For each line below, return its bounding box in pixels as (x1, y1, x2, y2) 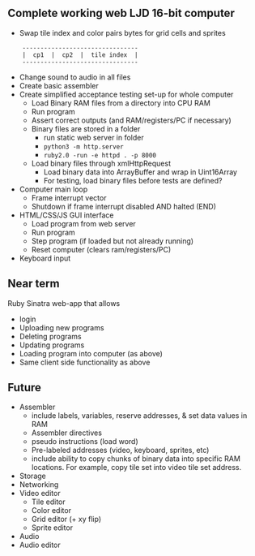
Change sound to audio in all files (19, 72, 131, 82)
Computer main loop (19, 184, 88, 194)
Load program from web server (31, 218, 137, 228)
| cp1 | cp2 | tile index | (22, 50, 138, 59)
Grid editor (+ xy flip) (31, 515, 102, 524)
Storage (19, 471, 46, 481)
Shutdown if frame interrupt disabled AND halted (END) (31, 201, 216, 211)
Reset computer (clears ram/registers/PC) (31, 244, 172, 254)
